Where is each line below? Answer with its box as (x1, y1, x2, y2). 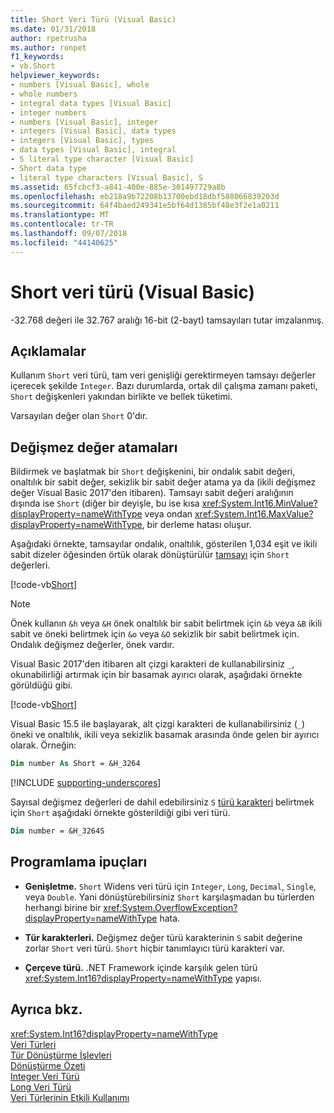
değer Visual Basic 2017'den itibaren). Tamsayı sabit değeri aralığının (10, 487, 294, 499)
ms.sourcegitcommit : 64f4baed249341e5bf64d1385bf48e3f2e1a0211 (10, 201, 280, 211)
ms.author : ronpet (10, 42, 87, 53)
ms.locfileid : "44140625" (10, 237, 118, 248)
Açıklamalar (10, 342, 87, 360)
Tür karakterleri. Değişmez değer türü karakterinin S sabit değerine (24, 931, 303, 943)
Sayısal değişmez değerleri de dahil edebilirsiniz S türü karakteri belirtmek (10, 796, 315, 808)
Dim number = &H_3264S (10, 826, 105, 836)
